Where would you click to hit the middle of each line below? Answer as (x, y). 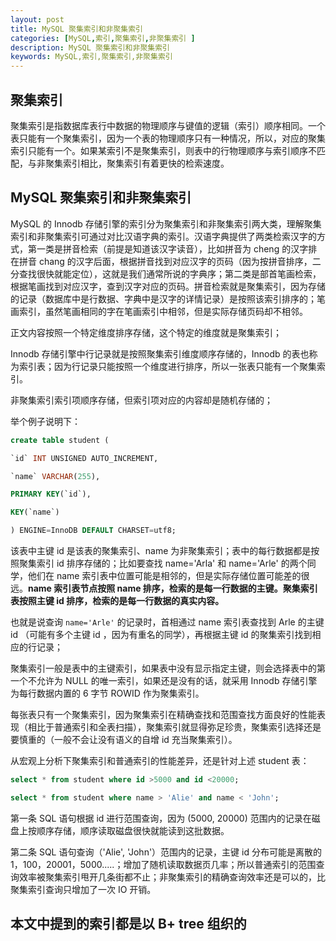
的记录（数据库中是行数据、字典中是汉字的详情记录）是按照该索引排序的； (163, 298)
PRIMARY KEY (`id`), (51, 494)
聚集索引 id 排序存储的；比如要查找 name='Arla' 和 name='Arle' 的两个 (163, 563)
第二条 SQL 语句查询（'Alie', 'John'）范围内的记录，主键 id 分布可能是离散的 (166, 852)
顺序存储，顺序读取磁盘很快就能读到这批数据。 (133, 830)
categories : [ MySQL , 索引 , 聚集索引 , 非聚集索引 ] (103, 38)
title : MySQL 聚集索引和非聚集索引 (76, 29)
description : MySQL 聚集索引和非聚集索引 (90, 47)
